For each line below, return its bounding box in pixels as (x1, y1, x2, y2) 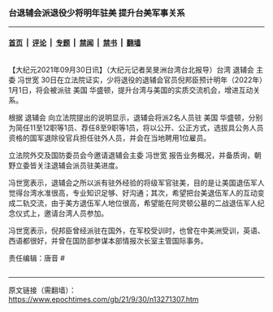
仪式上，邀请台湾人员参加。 (15, 208, 108, 218)
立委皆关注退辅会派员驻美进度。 (15, 160, 123, 170)
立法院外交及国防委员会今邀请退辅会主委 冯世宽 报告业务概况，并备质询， (8, 150, 254, 160)
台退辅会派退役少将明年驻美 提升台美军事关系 (8, 7, 185, 18)
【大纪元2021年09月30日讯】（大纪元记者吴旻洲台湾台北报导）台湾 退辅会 (8, 64, 254, 74)
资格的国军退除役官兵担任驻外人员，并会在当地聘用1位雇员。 (8, 133, 211, 143)
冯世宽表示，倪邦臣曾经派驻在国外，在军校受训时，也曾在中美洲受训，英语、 (8, 226, 265, 235)
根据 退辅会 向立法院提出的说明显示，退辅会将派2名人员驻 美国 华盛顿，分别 (8, 112, 263, 122)
